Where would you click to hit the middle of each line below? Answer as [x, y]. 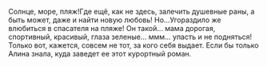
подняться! [233, 37]
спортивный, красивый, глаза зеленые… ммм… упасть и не [110, 37]
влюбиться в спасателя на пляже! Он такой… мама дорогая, [112, 28]
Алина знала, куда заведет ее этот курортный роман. [100, 54]
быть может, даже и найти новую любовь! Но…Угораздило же [115, 20]
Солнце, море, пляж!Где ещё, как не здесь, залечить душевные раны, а [132, 12]
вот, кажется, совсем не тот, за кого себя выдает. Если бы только [146, 45]
